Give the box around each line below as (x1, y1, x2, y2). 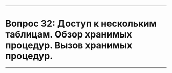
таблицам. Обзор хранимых (5, 29, 132, 41)
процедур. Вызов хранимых (5, 40, 133, 51)
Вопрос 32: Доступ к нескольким (5, 18, 157, 29)
